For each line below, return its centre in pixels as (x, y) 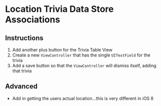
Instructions (24, 38)
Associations (33, 20)
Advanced (21, 86)
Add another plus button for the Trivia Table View (62, 50)
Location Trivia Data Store (60, 9)
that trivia (22, 71)
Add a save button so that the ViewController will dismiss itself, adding (84, 66)
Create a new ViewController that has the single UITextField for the (81, 55)
